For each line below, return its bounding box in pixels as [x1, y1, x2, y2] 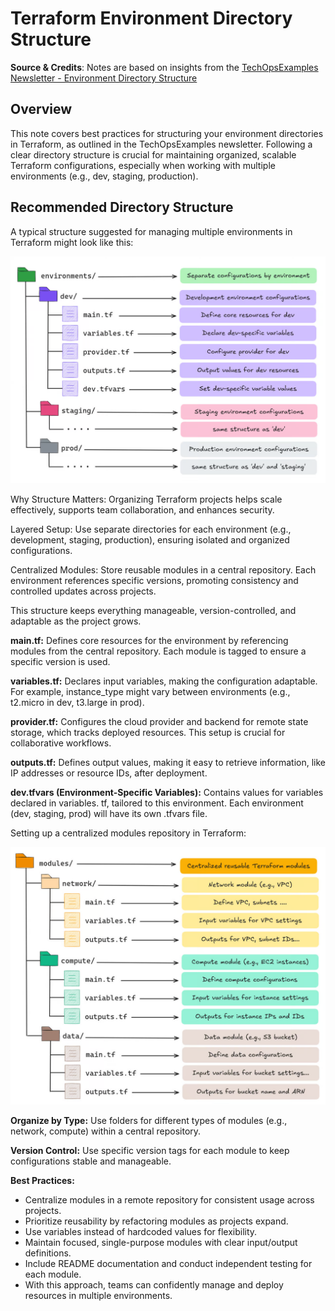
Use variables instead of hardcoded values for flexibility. [24, 1225, 258, 1237]
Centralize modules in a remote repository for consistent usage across [24, 1193, 315, 1206]
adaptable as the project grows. [10, 615, 142, 627]
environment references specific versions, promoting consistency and [10, 575, 299, 587]
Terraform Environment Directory [10, 7, 293, 30]
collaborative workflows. [10, 737, 112, 749]
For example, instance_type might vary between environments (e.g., [10, 686, 291, 698]
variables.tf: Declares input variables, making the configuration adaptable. [10, 675, 318, 687]
